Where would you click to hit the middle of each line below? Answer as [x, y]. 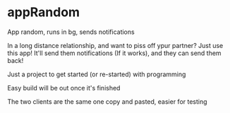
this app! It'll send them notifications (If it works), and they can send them [114, 53]
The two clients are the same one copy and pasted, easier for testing [107, 101]
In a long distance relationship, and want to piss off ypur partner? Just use [115, 45]
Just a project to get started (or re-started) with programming [97, 74]
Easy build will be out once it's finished [64, 88]
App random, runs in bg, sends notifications [71, 32]
